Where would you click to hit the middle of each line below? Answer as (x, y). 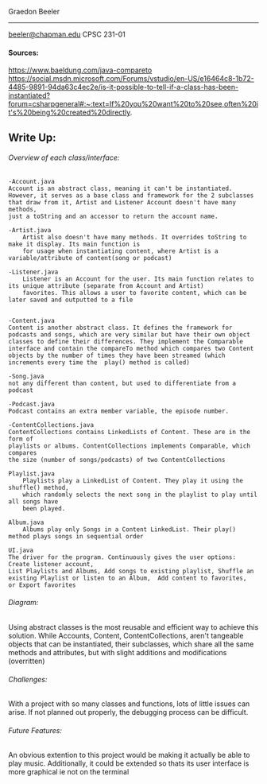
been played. (44, 508)
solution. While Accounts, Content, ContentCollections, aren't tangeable (126, 636)
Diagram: (23, 603)
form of (21, 439)
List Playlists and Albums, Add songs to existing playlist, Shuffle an (131, 571)
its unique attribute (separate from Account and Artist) (106, 285)
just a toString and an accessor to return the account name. (113, 216)
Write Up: (32, 137)
